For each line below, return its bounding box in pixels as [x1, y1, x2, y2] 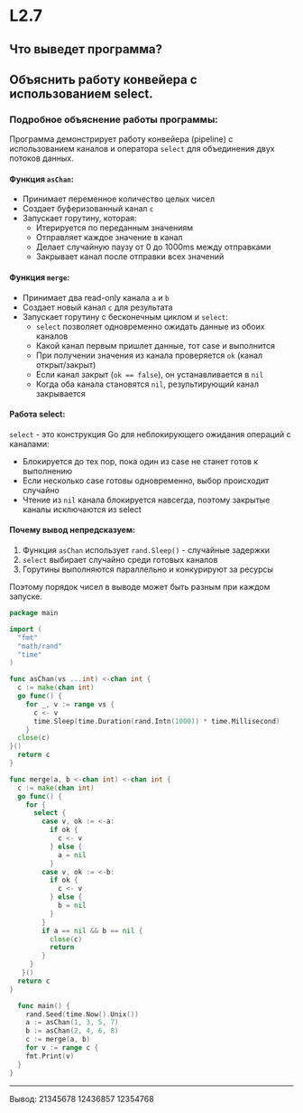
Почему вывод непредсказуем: [9, 525, 135, 536]
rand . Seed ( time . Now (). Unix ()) [25, 1009, 140, 1019]
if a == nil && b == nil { [41, 926, 143, 935]
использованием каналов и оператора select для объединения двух [9, 144, 275, 154]
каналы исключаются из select [22, 503, 142, 515]
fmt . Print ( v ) [25, 1052, 75, 1061]
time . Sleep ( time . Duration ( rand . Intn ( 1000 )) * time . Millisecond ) [32, 716, 280, 725]
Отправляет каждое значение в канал [35, 232, 183, 243]
